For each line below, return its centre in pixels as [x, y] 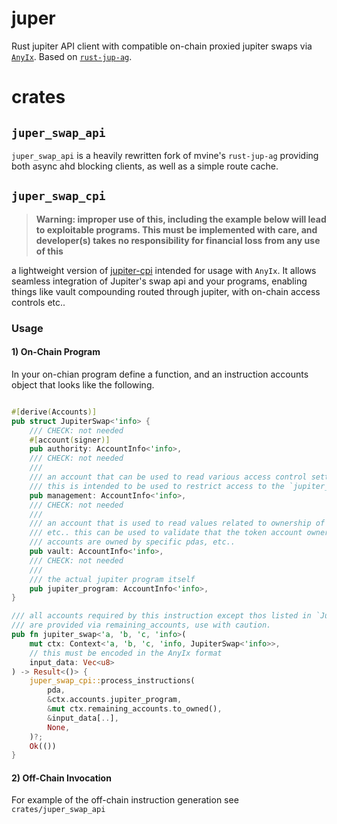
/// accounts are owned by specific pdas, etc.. [132, 542]
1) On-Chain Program [56, 352]
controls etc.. [38, 302]
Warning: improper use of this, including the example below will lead [181, 219]
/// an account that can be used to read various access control [168, 477]
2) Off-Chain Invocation [61, 778]
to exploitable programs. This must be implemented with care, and [176, 229]
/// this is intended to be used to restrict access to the [157, 486]
